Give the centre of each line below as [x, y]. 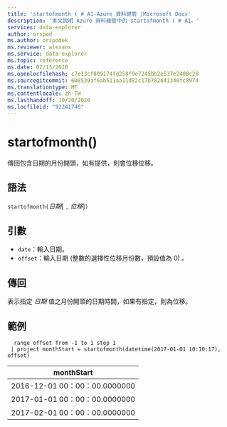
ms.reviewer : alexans [39, 47]
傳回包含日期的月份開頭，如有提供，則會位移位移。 [82, 163]
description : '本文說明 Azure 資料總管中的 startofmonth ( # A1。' [104, 21]
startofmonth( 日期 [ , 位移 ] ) [48, 206]
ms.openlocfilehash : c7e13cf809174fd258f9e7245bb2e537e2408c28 [103, 74]
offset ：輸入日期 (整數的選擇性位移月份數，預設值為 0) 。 [103, 258]
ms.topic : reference [38, 61]
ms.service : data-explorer [47, 54]
